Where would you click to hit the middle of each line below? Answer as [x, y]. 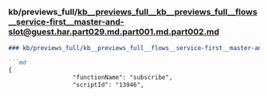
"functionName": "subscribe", [122, 77]
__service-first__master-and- [67, 21]
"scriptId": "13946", [108, 85]
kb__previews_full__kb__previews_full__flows [167, 12]
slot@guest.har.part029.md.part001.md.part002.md [114, 32]
